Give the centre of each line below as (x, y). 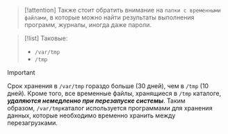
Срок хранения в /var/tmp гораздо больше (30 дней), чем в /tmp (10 (108, 86)
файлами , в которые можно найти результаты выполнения (109, 17)
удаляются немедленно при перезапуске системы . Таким (96, 101)
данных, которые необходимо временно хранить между (91, 115)
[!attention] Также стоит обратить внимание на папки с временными (122, 10)
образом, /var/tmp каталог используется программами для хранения (110, 108)
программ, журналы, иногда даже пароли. (88, 25)
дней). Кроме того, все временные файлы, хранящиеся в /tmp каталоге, (114, 93)
